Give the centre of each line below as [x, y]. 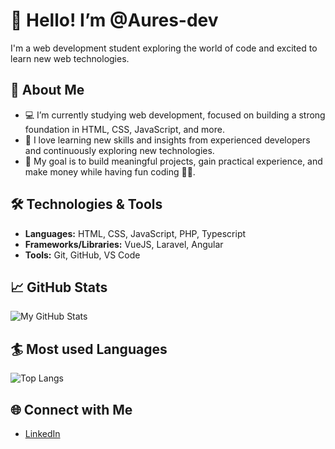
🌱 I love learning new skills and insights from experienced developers [167, 140]
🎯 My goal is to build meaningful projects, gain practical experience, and [173, 161]
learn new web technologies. [70, 58]
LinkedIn [42, 433]
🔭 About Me [47, 90]
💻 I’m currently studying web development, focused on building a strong [175, 115]
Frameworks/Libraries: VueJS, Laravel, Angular [124, 244]
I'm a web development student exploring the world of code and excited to [164, 48]
